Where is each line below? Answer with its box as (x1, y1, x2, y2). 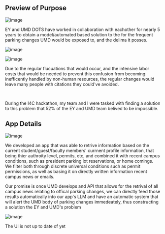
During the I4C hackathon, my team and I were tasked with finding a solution (5, 100, 161, 106)
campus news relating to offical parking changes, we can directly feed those (5, 188, 161, 194)
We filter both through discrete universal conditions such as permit (5, 163, 141, 169)
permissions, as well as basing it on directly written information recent (5, 168, 148, 174)
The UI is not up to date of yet (5, 223, 66, 229)
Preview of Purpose (5, 4, 67, 12)
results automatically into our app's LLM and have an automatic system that (5, 194, 159, 200)
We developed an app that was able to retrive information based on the (5, 142, 149, 148)
